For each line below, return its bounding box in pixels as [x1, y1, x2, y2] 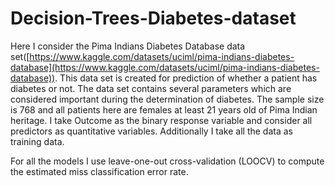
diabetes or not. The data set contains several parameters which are [10, 82, 292, 94]
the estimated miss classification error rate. [10, 165, 189, 177]
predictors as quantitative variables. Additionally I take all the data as [10, 125, 293, 137]
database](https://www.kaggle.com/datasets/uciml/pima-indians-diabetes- [10, 61, 320, 73]
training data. [10, 135, 65, 147]
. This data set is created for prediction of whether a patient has [54, 72, 318, 84]
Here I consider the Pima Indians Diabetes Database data [10, 40, 246, 52]
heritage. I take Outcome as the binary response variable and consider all [10, 114, 313, 126]
